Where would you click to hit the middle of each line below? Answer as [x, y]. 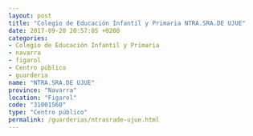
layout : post [30, 16]
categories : [28, 38]
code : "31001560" [37, 105]
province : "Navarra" [43, 90]
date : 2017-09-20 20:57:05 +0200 [64, 30]
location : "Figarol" [43, 98]
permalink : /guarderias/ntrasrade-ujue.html [84, 120]
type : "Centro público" [48, 113]
